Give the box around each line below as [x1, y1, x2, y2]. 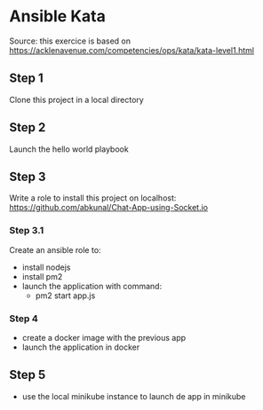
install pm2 [21, 271, 63, 281]
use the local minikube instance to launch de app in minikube [21, 390, 246, 401]
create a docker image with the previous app [21, 332, 187, 343]
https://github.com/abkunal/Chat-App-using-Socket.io [9, 202, 209, 213]
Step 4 [9, 312, 38, 325]
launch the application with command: [21, 280, 163, 291]
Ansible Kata [9, 6, 107, 27]
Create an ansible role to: [9, 244, 101, 255]
